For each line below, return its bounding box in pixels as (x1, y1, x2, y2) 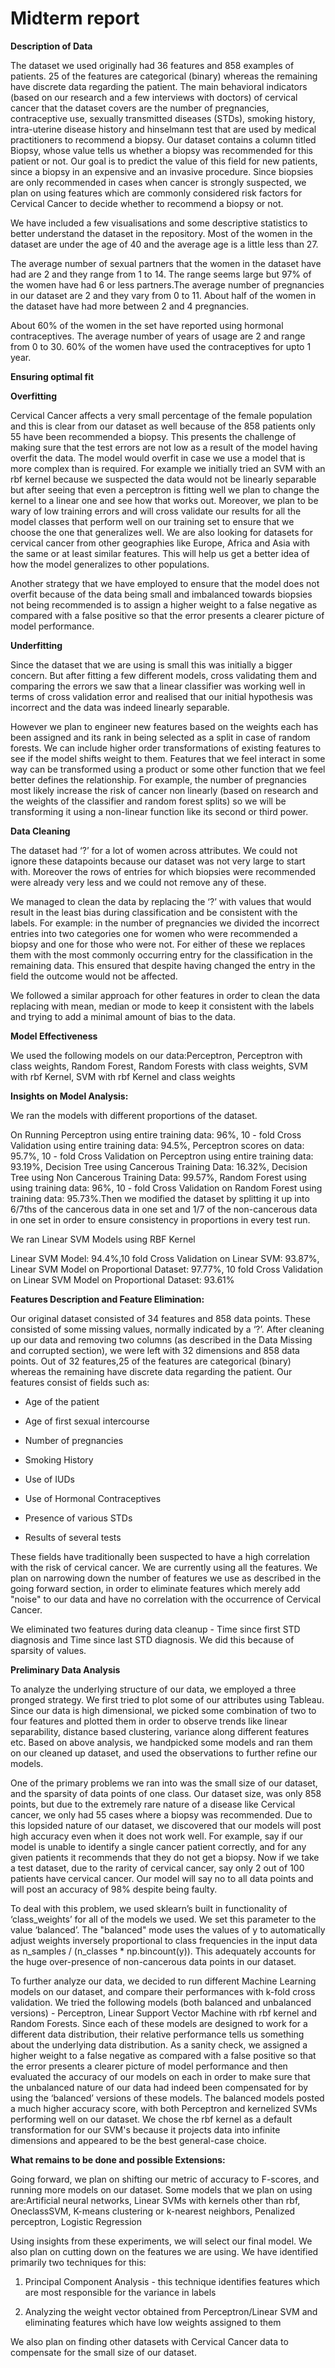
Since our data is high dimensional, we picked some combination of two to (10, 1704, 317, 1716)
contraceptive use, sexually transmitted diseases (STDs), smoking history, (10, 112, 316, 124)
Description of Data (10, 40, 93, 52)
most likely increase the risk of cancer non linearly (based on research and (10, 784, 319, 796)
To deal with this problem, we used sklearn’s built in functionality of (10, 1902, 288, 1914)
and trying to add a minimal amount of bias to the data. (10, 1010, 237, 1022)
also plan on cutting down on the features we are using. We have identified (10, 2245, 319, 2257)
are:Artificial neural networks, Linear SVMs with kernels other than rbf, (10, 2194, 301, 2206)
